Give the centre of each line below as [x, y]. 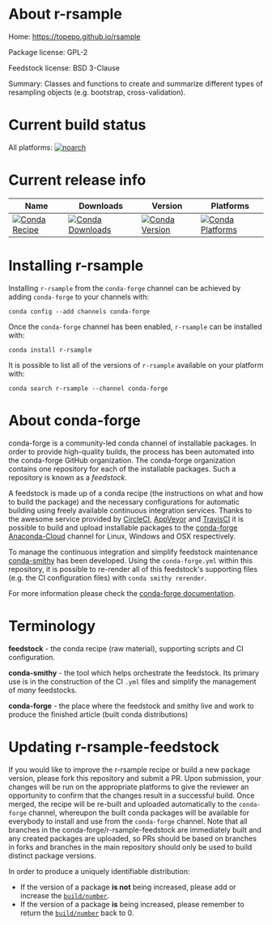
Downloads [101, 206]
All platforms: [30, 147]
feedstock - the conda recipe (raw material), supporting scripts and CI [126, 648]
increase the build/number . [65, 895]
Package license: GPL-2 [48, 52]
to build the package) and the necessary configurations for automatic [124, 501]
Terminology [52, 626]
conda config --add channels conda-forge [79, 311]
